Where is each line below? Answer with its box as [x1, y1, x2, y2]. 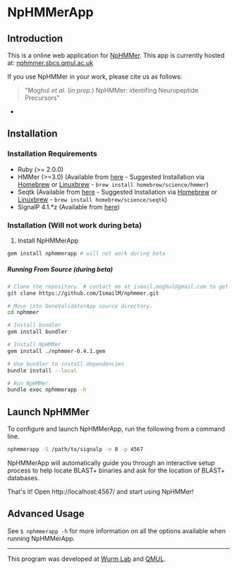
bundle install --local [7, 367, 78, 374]
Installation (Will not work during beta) [7, 220, 142, 230]
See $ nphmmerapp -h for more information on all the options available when [7, 526, 226, 535]
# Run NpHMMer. [7, 380, 52, 387]
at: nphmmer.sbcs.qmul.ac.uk [7, 59, 94, 67]
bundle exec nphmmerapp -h [7, 386, 87, 393]
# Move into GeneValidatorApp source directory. [7, 302, 153, 310]
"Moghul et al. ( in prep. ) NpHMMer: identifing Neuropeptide [24, 86, 199, 94]
